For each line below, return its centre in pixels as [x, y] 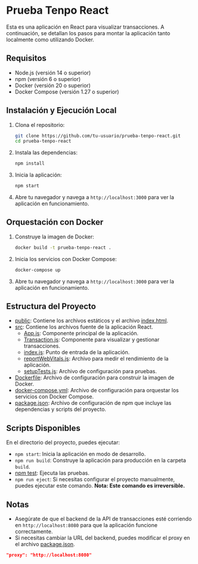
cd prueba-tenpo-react [43, 141]
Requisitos [26, 58]
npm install [30, 164]
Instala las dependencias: [46, 153]
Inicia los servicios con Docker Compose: [66, 259]
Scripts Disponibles [43, 428]
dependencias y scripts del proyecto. [60, 410]
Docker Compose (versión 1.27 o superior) [67, 92]
